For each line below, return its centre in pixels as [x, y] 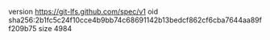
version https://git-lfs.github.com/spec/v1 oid [83, 12]
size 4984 [55, 28]
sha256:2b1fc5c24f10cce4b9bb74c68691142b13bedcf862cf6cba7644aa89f [135, 20]
